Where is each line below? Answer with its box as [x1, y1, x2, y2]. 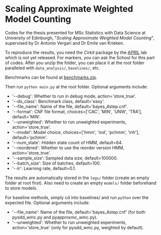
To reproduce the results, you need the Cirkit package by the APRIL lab [5, 50, 147, 55]
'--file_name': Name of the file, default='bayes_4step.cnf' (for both [12, 209, 145, 215]
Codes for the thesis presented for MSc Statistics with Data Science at [5, 30, 146, 35]
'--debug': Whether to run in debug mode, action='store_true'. [12, 93, 137, 99]
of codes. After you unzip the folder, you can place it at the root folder [5, 60, 145, 66]
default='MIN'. [12, 114, 41, 119]
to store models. [5, 185, 38, 191]
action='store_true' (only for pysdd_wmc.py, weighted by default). [12, 224, 144, 230]
